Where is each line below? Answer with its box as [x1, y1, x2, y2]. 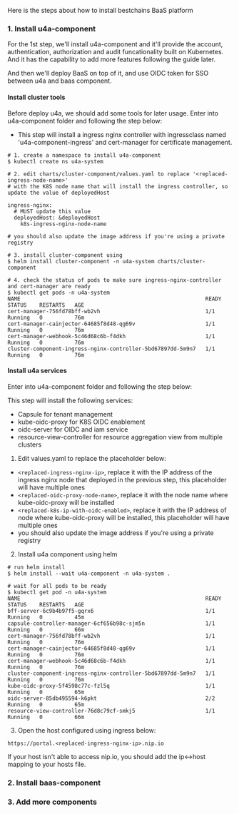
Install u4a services [7, 367, 68, 375]
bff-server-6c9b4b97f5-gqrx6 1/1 [7, 607, 215, 614]
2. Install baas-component [7, 778, 101, 788]
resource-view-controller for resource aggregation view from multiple [17, 432, 223, 441]
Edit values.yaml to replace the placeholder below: [17, 454, 166, 462]
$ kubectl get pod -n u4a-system [7, 589, 107, 596]
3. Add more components [7, 797, 98, 807]
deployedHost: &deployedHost [14, 214, 101, 221]
